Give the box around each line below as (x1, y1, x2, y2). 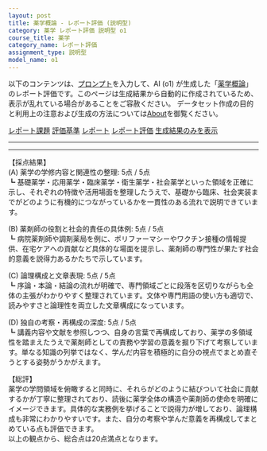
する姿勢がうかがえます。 (21, 357, 106, 367)
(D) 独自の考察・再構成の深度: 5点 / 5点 (8, 317, 137, 327)
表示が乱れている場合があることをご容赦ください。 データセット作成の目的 (8, 99, 254, 108)
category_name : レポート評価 (8, 41, 98, 49)
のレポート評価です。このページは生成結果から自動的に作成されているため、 (8, 88, 258, 98)
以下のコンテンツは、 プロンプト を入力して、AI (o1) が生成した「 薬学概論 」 (8, 79, 253, 88)
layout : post (8, 11, 52, 20)
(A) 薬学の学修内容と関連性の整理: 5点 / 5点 (8, 167, 151, 177)
